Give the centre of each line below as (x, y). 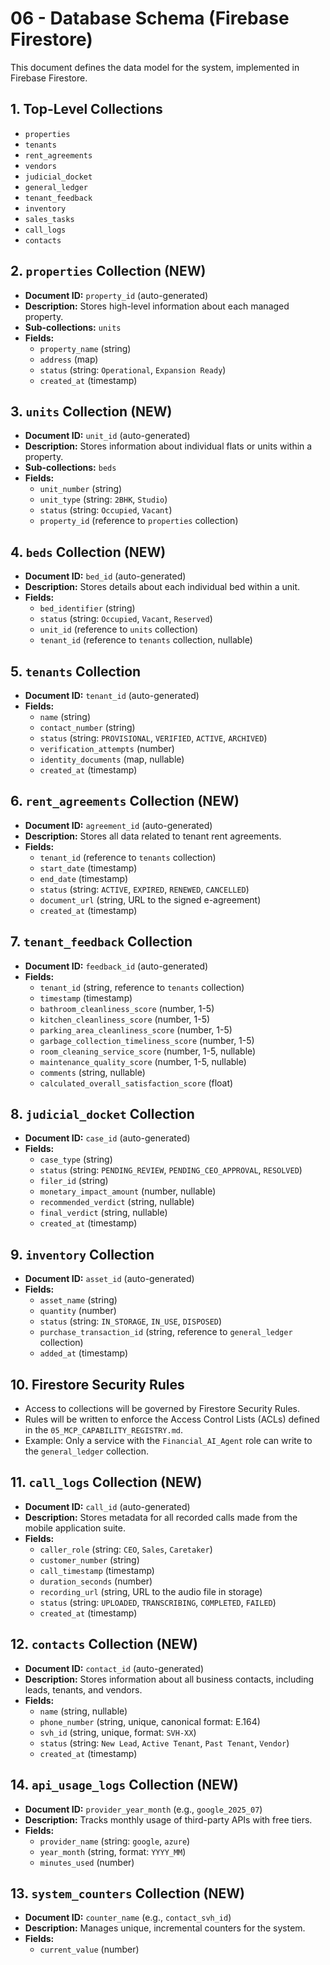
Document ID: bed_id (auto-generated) (105, 576)
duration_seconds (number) (96, 1581)
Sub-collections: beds (70, 468)
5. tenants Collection (76, 671)
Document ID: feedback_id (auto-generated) (116, 966)
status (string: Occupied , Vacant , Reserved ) (126, 619)
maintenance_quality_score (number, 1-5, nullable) (143, 1061)
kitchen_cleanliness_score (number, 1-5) (125, 1019)
